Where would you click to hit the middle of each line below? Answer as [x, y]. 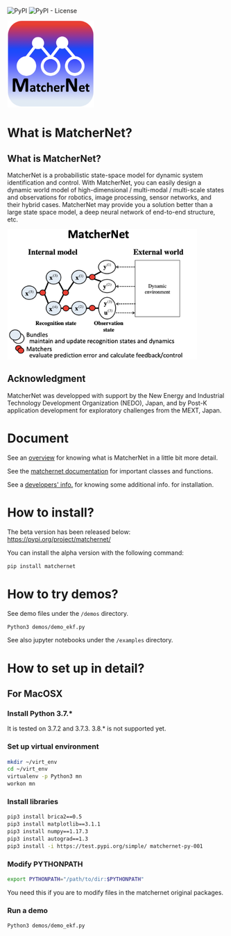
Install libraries [33, 801]
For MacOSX [35, 693]
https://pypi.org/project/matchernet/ [59, 539]
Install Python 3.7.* [40, 713]
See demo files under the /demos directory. [68, 613]
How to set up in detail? [76, 668]
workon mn [22, 784]
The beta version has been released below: [69, 532]
